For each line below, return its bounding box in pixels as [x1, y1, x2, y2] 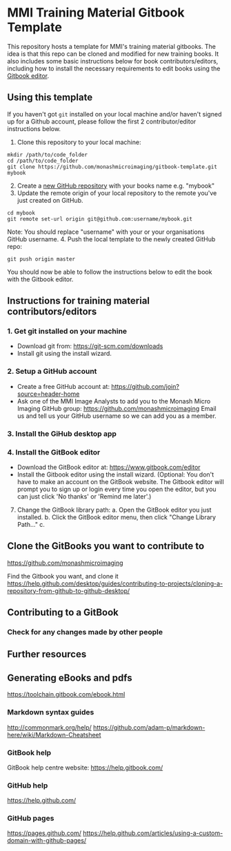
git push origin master [7, 255, 76, 263]
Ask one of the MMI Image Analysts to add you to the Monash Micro [17, 397, 211, 405]
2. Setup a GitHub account [7, 367, 97, 377]
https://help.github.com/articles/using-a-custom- [82, 829, 223, 837]
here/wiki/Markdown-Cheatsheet [7, 730, 101, 739]
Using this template [7, 92, 93, 103]
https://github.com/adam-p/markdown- [92, 723, 205, 732]
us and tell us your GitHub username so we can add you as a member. [17, 412, 217, 420]
